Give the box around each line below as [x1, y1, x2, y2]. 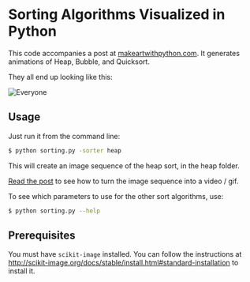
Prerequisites [8, 228, 76, 242]
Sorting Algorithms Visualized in [8, 6, 226, 24]
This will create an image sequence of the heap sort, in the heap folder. [8, 160, 241, 171]
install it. [8, 266, 35, 276]
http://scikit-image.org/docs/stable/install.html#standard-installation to [8, 258, 239, 268]
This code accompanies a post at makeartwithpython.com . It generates [8, 48, 241, 58]
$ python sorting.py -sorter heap [8, 146, 122, 155]
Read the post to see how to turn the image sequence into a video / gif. [8, 176, 239, 186]
